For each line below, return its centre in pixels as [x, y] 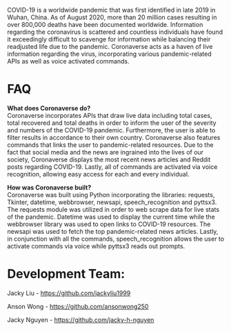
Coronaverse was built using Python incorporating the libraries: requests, [111, 194]
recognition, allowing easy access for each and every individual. [98, 174]
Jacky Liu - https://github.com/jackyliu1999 [69, 293]
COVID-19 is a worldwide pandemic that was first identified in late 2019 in [111, 10]
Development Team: [66, 274]
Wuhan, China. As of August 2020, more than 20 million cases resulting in [112, 17]
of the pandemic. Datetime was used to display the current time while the [111, 217]
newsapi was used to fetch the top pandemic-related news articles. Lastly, [113, 231]
